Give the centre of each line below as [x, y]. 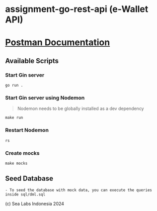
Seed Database [29, 178]
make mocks [16, 163]
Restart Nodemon [27, 130]
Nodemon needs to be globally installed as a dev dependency [80, 108]
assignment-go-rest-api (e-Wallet [77, 9]
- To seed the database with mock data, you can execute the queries [79, 190]
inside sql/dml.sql [25, 194]
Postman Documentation [58, 43]
